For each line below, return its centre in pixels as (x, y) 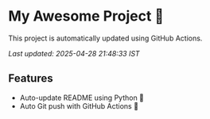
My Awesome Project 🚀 (86, 16)
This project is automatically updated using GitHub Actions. (105, 38)
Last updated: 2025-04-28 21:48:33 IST (74, 53)
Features (31, 79)
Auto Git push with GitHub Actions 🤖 (79, 106)
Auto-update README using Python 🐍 (82, 98)
